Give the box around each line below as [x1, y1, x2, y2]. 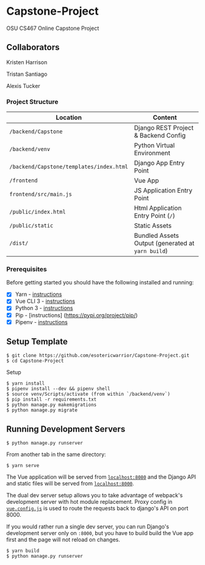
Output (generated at [134, 239, 195, 248]
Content [153, 113, 177, 122]
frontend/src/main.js [9, 191, 72, 198]
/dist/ [9, 240, 29, 247]
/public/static [9, 222, 54, 229]
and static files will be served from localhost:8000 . [6, 480, 134, 487]
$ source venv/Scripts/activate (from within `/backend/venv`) [6, 391, 171, 397]
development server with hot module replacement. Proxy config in [6, 498, 173, 506]
